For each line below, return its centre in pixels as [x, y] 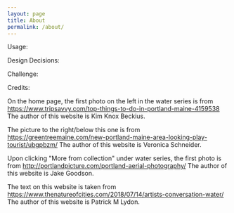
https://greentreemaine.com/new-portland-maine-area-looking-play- [107, 137]
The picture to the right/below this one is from [74, 130]
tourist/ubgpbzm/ [33, 145]
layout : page [26, 14]
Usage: [18, 47]
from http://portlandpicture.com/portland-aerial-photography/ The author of [117, 166]
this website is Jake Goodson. [51, 174]
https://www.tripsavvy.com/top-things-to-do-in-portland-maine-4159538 [113, 109]
